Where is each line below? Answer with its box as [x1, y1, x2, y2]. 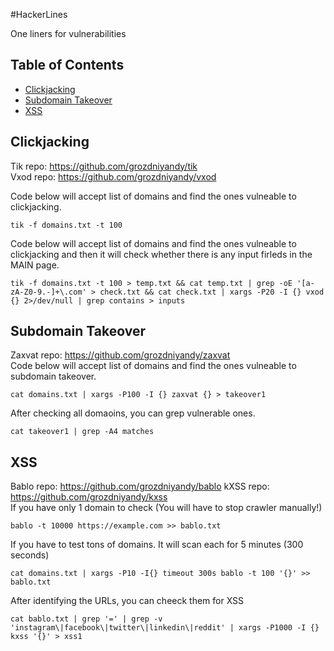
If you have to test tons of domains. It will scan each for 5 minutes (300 [10, 539, 304, 551]
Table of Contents [10, 57, 125, 74]
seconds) [10, 549, 50, 561]
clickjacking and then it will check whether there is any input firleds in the [10, 248, 313, 260]
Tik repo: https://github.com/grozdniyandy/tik [10, 160, 198, 172]
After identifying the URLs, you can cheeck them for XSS [10, 595, 245, 607]
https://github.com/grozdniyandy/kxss [10, 491, 168, 503]
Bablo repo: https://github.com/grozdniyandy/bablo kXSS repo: [10, 480, 270, 493]
